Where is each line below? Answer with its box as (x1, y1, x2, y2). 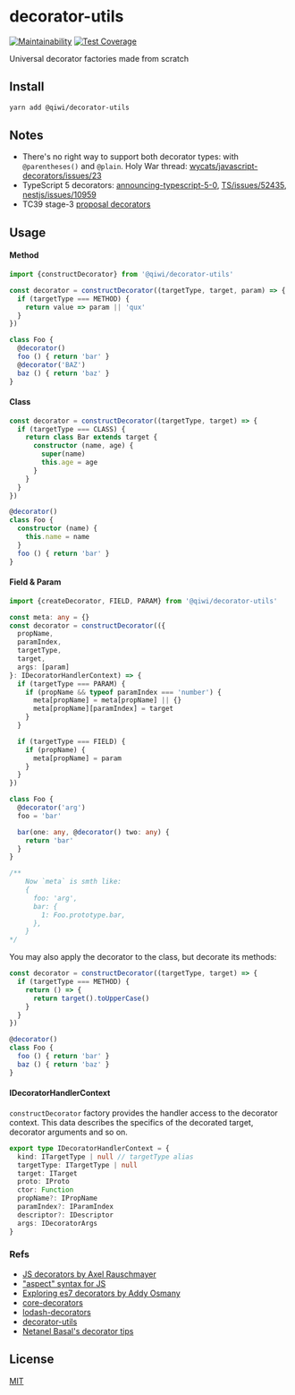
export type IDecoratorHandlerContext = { (9, 1143, 170, 1152)
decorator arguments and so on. (9, 1126, 128, 1137)
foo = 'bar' (17, 811, 63, 820)
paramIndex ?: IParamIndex (17, 1202, 114, 1211)
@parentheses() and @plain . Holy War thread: (21, 161, 188, 172)
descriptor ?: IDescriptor (17, 1211, 114, 1220)
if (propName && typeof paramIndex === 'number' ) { (25, 688, 222, 697)
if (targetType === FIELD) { (17, 737, 126, 746)
